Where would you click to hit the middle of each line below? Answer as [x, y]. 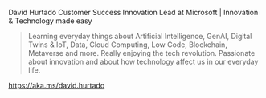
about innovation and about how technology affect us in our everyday [143, 61]
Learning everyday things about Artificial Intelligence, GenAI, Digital [140, 36]
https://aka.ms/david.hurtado [57, 85]
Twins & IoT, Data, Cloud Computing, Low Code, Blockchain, [127, 45]
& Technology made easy [50, 21]
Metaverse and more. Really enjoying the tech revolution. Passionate [141, 53]
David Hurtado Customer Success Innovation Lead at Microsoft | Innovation [133, 12]
